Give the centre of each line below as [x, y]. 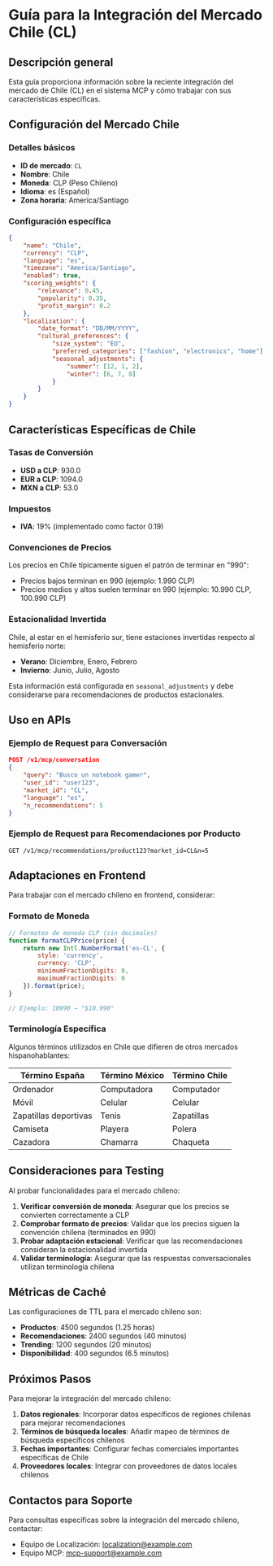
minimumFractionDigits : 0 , [83, 971]
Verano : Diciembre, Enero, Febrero [79, 661]
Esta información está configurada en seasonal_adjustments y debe [121, 685]
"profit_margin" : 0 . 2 [74, 306]
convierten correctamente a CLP [75, 1215]
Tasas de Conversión [51, 453]
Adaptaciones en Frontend [77, 876]
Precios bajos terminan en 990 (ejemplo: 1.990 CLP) [107, 581]
